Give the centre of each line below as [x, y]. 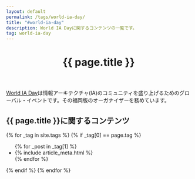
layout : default [26, 11]
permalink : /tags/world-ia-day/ [46, 17]
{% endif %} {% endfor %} [38, 170]
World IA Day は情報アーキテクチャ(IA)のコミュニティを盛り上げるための [93, 93]
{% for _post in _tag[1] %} [46, 147]
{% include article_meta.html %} [54, 153]
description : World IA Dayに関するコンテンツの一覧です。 [72, 28]
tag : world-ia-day [28, 33]
